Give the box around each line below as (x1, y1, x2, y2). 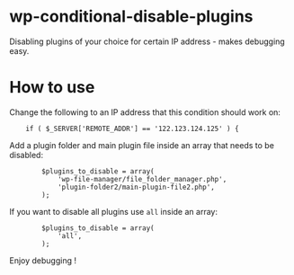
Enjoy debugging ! (9, 254, 76, 266)
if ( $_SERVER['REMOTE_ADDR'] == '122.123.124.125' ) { (25, 124, 240, 133)
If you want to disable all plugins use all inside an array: (9, 206, 218, 217)
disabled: (9, 149, 43, 160)
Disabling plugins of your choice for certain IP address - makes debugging (9, 36, 285, 47)
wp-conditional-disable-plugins (9, 6, 254, 27)
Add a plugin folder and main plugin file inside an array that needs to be (9, 139, 274, 150)
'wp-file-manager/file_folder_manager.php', (57, 174, 227, 183)
